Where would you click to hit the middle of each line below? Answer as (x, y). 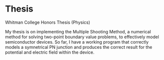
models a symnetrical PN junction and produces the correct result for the (79, 47)
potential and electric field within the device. (50, 52)
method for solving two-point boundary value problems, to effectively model (82, 37)
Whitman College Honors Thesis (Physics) (48, 22)
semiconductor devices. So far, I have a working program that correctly (77, 42)
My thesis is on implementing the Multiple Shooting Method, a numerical (78, 31)
